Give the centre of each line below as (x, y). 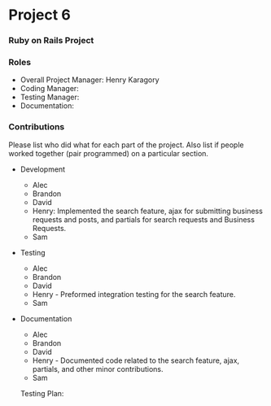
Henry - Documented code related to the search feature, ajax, (136, 360)
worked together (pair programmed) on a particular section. (109, 153)
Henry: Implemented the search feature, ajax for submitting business (147, 211)
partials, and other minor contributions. (98, 369)
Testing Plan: (42, 393)
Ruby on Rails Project (51, 41)
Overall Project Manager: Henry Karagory (90, 80)
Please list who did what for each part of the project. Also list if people (126, 145)
